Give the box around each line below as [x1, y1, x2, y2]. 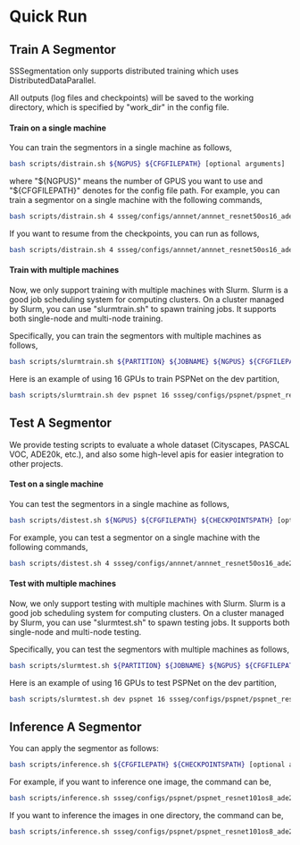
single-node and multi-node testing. [9, 626, 142, 637]
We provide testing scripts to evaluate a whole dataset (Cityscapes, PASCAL [9, 439, 290, 450]
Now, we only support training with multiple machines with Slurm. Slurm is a [9, 284, 288, 296]
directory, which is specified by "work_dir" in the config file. [9, 102, 229, 113]
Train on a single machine [9, 123, 107, 133]
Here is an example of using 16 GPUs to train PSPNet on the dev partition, [9, 373, 279, 384]
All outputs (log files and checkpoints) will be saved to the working [9, 92, 254, 103]
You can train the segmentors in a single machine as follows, [9, 142, 232, 153]
